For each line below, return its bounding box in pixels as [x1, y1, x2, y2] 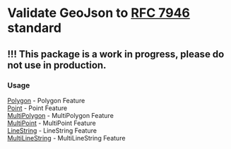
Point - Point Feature [7, 104, 68, 112]
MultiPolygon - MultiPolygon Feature [7, 111, 114, 119]
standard [7, 20, 62, 36]
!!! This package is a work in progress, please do [7, 48, 225, 60]
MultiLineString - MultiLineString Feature [7, 133, 126, 142]
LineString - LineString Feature [7, 126, 97, 135]
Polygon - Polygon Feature [7, 96, 85, 105]
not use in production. [7, 59, 107, 71]
